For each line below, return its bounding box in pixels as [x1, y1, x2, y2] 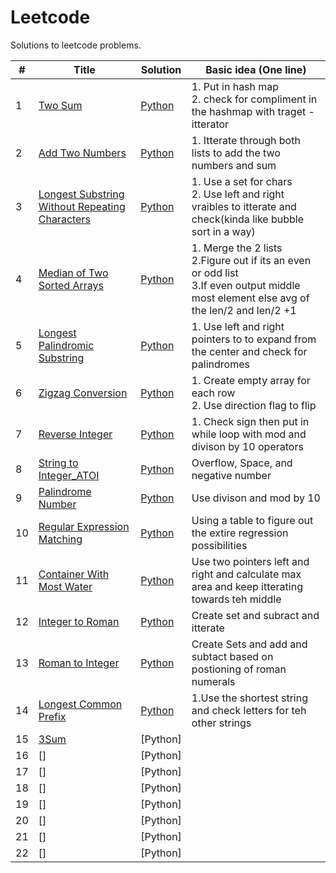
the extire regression [191, 526, 289, 540]
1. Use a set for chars [191, 174, 293, 188]
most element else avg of [191, 291, 310, 305]
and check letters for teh [191, 703, 307, 717]
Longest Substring [38, 187, 125, 201]
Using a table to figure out [191, 513, 314, 527]
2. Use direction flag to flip [191, 398, 317, 412]
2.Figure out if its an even [191, 253, 312, 267]
